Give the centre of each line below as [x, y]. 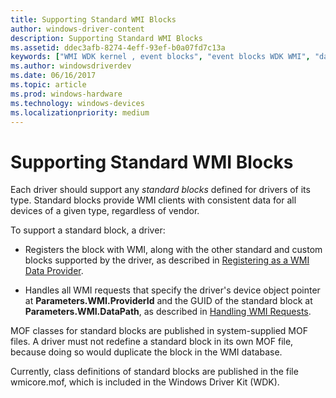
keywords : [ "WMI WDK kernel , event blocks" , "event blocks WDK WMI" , [160, 57]
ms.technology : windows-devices [77, 103]
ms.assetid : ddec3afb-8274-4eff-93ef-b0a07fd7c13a [118, 47]
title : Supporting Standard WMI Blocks [93, 19]
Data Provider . [54, 271]
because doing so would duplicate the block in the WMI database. [146, 352]
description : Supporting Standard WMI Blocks [106, 38]
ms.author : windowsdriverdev [71, 66]
